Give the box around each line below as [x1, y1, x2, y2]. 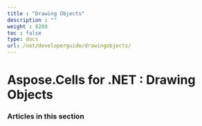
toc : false [7, 29, 42, 37]
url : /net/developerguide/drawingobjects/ [7, 42, 131, 49]
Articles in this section [7, 111, 84, 121]
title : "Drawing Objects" [7, 10, 85, 17]
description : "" [7, 17, 57, 24]
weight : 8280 [7, 23, 48, 30]
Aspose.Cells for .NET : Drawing [7, 72, 196, 88]
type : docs [7, 36, 39, 43]
